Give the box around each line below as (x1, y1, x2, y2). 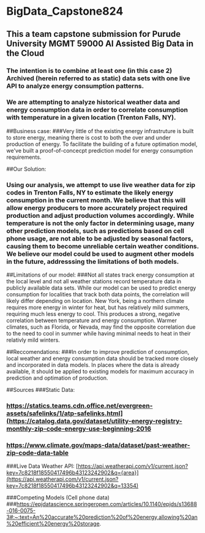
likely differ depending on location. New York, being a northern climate (6, 297, 185, 305)
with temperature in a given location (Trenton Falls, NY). (6, 113, 176, 122)
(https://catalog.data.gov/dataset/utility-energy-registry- (6, 417, 182, 426)
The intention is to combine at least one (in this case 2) (6, 66, 173, 75)
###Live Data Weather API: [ (6, 462, 78, 470)
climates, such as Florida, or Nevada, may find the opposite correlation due (6, 323, 196, 331)
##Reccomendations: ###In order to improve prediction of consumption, (6, 348, 190, 356)
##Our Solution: (6, 165, 47, 172)
